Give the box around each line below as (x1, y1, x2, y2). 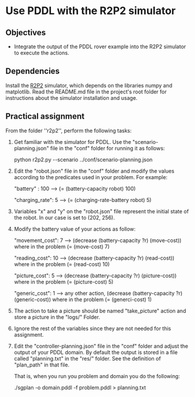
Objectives (5, 28, 46, 38)
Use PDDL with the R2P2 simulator (5, 4, 176, 18)
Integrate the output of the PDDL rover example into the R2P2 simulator (13, 43, 186, 50)
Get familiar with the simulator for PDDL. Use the (13, 138, 131, 145)
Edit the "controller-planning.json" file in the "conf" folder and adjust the (13, 342, 189, 349)
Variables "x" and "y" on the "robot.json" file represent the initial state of (13, 207, 189, 215)
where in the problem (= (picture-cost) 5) (13, 278, 114, 285)
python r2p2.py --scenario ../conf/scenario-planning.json (13, 156, 153, 163)
